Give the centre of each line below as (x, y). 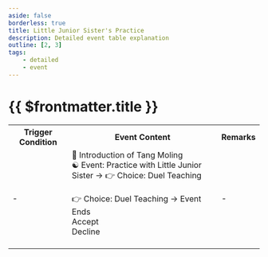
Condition (38, 142)
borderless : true (37, 23)
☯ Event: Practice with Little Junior (136, 165)
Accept (85, 221)
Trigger (38, 132)
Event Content (142, 137)
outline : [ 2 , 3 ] (35, 45)
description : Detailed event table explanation (89, 38)
